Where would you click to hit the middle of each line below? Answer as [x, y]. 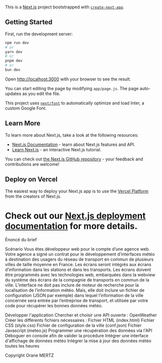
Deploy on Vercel [31, 180]
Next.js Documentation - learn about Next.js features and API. [74, 144]
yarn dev [14, 52]
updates [13, 94]
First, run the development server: [39, 34]
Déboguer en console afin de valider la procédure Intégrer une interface [77, 335]
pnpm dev [14, 61]
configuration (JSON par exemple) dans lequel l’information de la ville [74, 295]
